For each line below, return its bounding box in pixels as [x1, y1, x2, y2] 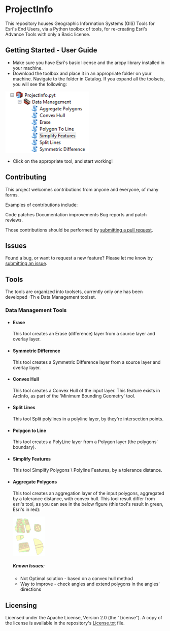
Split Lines [12, 405, 36, 411]
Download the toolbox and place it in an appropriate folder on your [12, 70, 152, 76]
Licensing [5, 601, 37, 610]
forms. [5, 192, 19, 198]
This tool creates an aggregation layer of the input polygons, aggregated [12, 490, 164, 496]
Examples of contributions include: [5, 202, 78, 208]
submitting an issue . [5, 261, 47, 267]
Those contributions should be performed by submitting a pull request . [5, 226, 153, 233]
